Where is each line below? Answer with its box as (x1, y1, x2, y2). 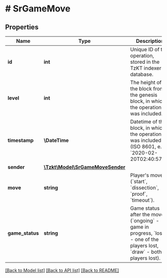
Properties (5, 23, 39, 31)
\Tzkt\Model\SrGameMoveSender (44, 164, 126, 170)
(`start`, (130, 178, 148, 185)
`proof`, (130, 190, 148, 197)
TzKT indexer (130, 65, 162, 71)
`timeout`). (130, 197, 155, 203)
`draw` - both (130, 249, 162, 255)
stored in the (130, 58, 160, 65)
